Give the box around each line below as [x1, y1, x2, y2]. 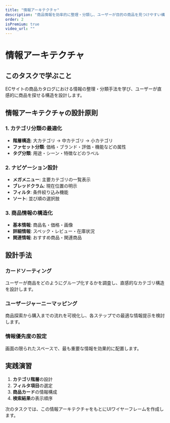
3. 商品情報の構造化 [5, 209, 53, 217]
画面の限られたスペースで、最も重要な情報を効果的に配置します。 [5, 345, 142, 351]
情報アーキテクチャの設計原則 [5, 109, 98, 117]
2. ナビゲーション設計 [5, 164, 58, 171]
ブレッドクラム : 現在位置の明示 [12, 183, 77, 189]
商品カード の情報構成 [12, 389, 57, 395]
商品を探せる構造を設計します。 [18, 92, 85, 98]
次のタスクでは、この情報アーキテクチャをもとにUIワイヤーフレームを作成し [5, 406, 164, 412]
